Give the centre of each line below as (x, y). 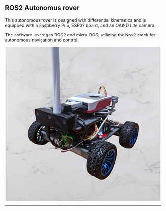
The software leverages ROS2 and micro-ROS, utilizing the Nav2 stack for (80, 35)
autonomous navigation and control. (42, 40)
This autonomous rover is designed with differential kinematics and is (76, 20)
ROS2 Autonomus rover (42, 8)
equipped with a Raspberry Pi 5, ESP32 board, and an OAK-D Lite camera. (80, 25)
